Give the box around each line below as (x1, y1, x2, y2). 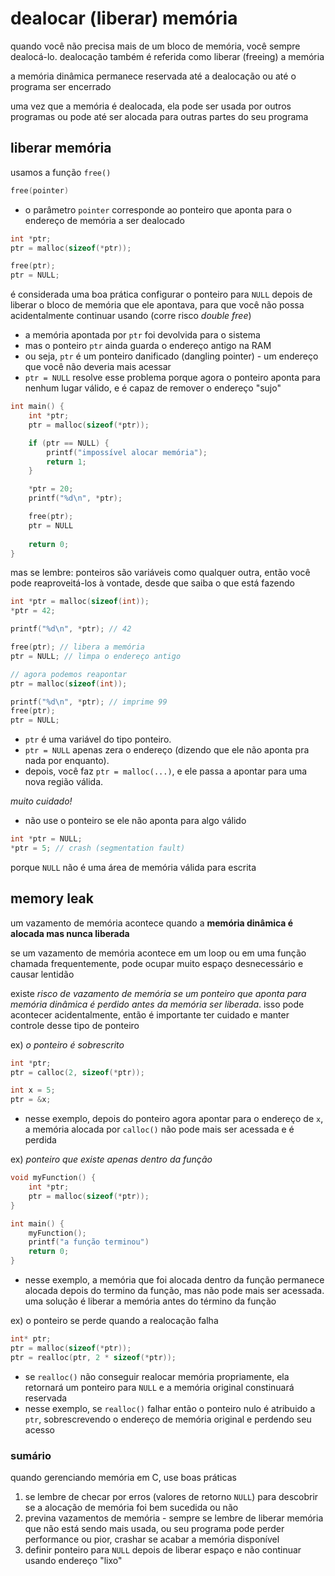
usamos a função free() (10, 166, 112, 178)
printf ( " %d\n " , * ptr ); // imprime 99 (10, 697, 168, 707)
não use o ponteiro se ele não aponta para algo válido (24, 815, 247, 827)
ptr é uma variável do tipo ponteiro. (24, 733, 172, 746)
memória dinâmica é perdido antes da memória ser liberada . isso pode (10, 998, 305, 1010)
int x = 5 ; (10, 1085, 56, 1096)
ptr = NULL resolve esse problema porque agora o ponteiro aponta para (24, 372, 321, 384)
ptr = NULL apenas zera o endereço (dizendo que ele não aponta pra (24, 744, 310, 756)
